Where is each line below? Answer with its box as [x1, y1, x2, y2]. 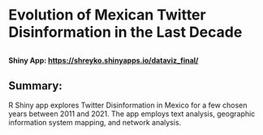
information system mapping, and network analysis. [8, 118, 182, 128]
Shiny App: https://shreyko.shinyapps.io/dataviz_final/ [8, 55, 199, 65]
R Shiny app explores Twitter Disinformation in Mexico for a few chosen [8, 100, 248, 111]
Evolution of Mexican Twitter [8, 6, 206, 24]
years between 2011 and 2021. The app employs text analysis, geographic [8, 109, 256, 119]
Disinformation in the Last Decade [8, 23, 243, 41]
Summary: [8, 79, 63, 93]
